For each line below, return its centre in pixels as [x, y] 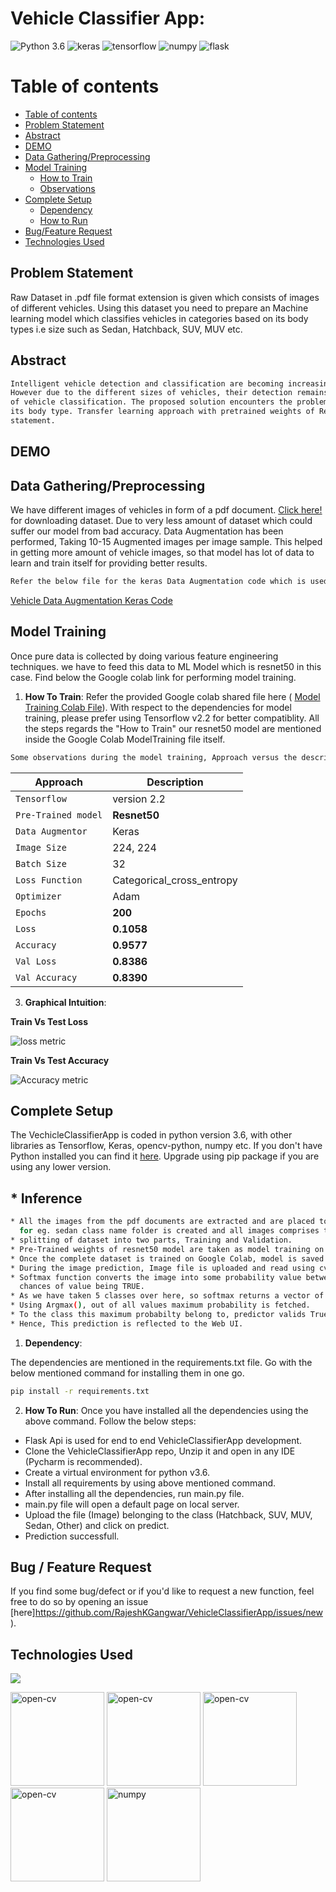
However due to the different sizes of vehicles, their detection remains [169, 393]
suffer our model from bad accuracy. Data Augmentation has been [147, 531]
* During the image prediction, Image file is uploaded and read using [162, 1268]
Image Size [41, 847]
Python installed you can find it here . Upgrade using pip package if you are [165, 1156]
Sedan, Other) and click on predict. [97, 1525]
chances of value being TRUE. [82, 1287]
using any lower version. [61, 1167]
